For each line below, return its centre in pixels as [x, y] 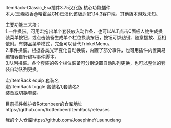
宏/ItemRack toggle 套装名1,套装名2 [43, 86]
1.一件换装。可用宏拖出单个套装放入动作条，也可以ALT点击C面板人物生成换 [84, 31]
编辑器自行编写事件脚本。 [32, 57]
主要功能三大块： [23, 25]
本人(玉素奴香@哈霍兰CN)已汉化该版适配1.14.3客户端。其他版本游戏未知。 [83, 14]
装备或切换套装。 [23, 93]
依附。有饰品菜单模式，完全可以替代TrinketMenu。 [59, 44]
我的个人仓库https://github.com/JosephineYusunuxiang [63, 120]
